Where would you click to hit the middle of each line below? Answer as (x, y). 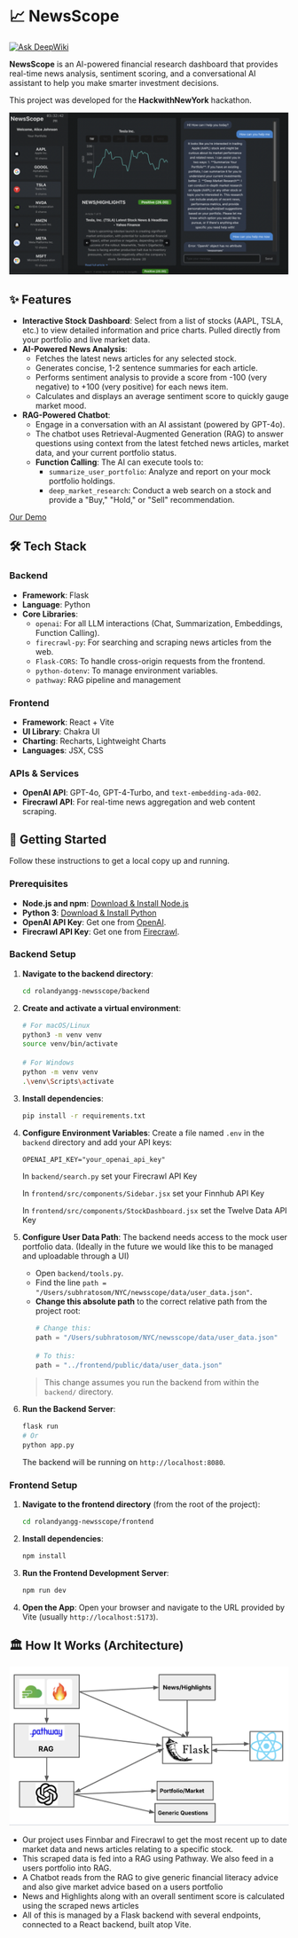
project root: (58, 1310)
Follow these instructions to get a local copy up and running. (120, 861)
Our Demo (28, 517)
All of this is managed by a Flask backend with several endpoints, (141, 1915)
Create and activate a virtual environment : (102, 1008)
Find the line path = (71, 1283)
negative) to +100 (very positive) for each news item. (132, 387)
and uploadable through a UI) (76, 1256)
